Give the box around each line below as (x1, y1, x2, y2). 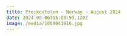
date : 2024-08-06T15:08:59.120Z (6, 15, 88, 21)
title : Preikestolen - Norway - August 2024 (6, 9, 121, 15)
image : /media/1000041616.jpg (6, 20, 83, 26)
